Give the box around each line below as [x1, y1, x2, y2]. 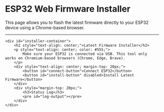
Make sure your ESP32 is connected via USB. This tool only [22, 51, 147, 56]
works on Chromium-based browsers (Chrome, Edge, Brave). [5, 56, 125, 60]
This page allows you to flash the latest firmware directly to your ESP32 [5, 19, 149, 25]
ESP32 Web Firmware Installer [5, 3, 131, 15]
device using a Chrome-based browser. [5, 24, 85, 30]
